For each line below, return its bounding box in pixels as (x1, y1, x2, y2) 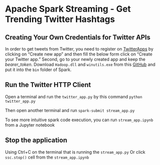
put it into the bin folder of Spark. (5, 67, 72, 73)
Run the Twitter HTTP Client (5, 81, 91, 89)
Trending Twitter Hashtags (5, 14, 115, 25)
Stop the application (5, 136, 67, 145)
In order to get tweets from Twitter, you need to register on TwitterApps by (5, 46, 154, 52)
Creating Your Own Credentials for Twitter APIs (5, 33, 151, 41)
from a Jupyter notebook (5, 122, 55, 128)
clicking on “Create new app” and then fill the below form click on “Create (5, 51, 153, 57)
